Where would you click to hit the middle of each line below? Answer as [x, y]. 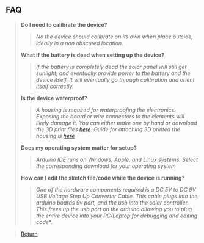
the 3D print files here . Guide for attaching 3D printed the [108, 129]
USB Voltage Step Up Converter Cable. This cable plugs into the [117, 196]
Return [29, 234]
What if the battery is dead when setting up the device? [93, 55]
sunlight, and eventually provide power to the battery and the [113, 73]
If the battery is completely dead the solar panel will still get [111, 67]
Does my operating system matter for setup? [78, 147]
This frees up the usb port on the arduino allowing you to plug [114, 209]
